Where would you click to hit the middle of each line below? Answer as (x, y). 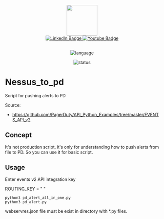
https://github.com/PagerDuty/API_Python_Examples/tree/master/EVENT (85, 114)
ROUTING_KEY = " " (25, 189)
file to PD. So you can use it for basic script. (49, 152)
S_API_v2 (21, 120)
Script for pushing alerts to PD (35, 95)
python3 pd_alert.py (26, 202)
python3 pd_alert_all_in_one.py (38, 197)
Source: (13, 105)
